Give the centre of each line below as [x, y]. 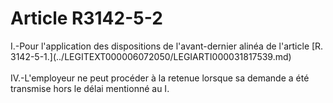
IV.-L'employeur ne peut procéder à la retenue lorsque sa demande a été [160, 78]
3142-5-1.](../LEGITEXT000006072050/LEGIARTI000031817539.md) [151, 56]
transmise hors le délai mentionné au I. [90, 88]
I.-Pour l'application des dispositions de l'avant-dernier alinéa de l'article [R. [167, 46]
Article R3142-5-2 [86, 18]
